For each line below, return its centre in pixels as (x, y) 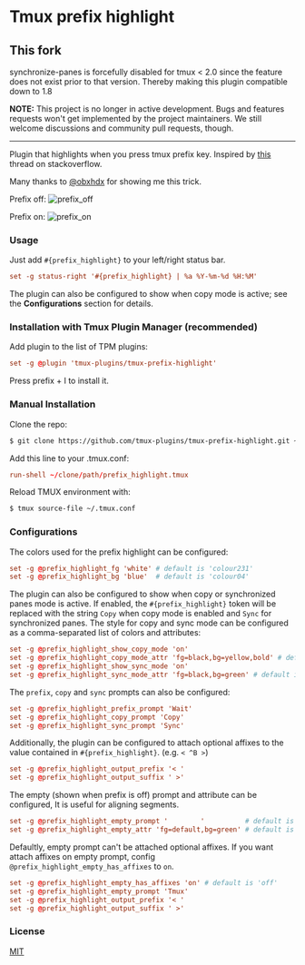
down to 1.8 (31, 91)
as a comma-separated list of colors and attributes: (105, 633)
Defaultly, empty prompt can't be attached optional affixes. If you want (142, 847)
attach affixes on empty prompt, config (83, 856)
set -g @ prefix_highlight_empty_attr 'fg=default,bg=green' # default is (152, 830)
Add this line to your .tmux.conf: (69, 458)
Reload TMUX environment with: (70, 492)
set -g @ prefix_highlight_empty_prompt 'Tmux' (99, 891)
